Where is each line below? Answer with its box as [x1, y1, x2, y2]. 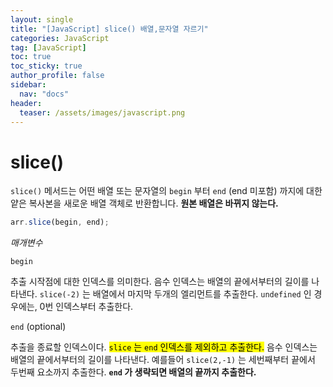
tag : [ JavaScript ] [10, 42, 87, 53]
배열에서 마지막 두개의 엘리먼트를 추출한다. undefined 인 [92, 288, 312, 300]
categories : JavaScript [10, 33, 110, 43]
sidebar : [10, 80, 47, 90]
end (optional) [10, 321, 67, 333]
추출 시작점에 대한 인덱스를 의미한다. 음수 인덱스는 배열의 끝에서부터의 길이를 [10, 276, 310, 288]
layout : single [10, 14, 74, 25]
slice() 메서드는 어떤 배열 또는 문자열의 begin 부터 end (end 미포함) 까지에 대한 [10, 185, 323, 197]
